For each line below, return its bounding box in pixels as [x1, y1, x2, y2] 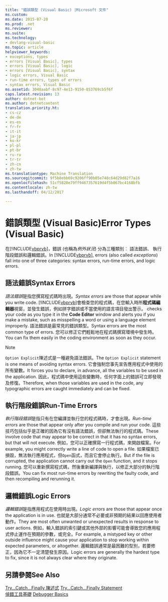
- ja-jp [5, 134, 22, 139]
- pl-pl [5, 143, 22, 148]
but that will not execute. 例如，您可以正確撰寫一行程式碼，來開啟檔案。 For [5, 440, 160, 446]
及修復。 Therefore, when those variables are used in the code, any [5, 380, 144, 386]
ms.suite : [5, 31, 26, 36]
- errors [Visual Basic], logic [5, 63, 73, 68]
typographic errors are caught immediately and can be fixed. [5, 385, 131, 391]
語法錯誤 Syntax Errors [5, 279, 76, 287]
